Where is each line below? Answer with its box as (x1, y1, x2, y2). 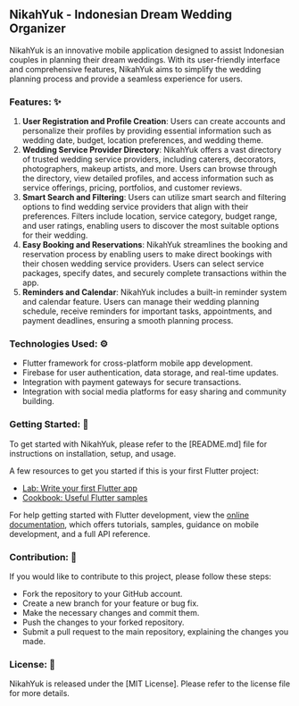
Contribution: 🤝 (9, 551, 78, 563)
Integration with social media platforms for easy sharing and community (21, 386, 287, 397)
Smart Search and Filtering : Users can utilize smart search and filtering (21, 192, 287, 203)
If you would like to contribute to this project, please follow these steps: (9, 571, 272, 582)
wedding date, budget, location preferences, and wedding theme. (21, 135, 264, 146)
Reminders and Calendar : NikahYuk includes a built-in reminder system (21, 287, 287, 298)
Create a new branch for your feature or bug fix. (21, 598, 199, 609)
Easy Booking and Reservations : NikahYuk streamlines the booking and (21, 240, 288, 250)
